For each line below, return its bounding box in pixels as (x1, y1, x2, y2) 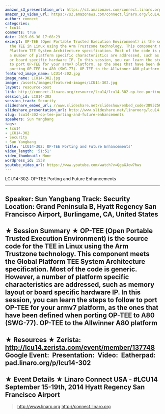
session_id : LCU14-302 (5, 94, 52, 99)
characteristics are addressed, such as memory (5, 280, 155, 289)
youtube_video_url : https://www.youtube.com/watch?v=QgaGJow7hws (5, 163, 141, 167)
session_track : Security (5, 99, 56, 104)
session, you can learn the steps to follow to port (5, 296, 158, 304)
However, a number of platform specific (5, 273, 129, 281)
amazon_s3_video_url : (5, 12, 50, 17)
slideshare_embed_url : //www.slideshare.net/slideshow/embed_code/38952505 (5, 103, 164, 108)
